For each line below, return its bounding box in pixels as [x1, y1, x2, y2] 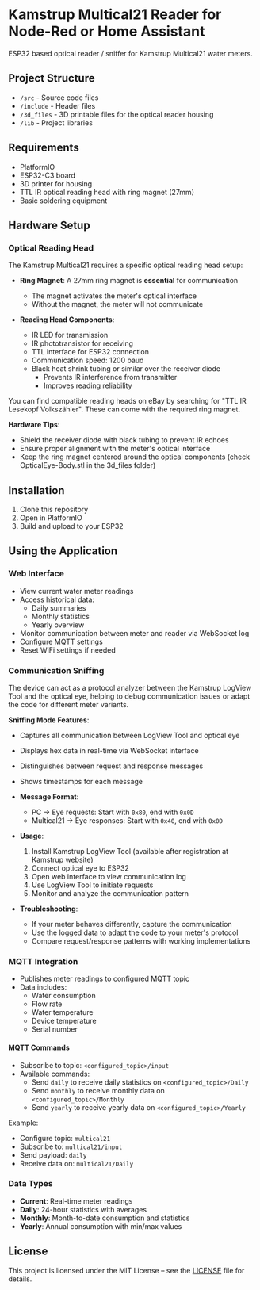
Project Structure [8, 71, 95, 85]
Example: [8, 1118, 39, 1127]
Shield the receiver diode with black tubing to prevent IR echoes [19, 435, 229, 445]
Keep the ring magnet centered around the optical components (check [19, 452, 250, 461]
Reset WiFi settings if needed [19, 645, 117, 655]
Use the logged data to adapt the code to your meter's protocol [31, 928, 239, 937]
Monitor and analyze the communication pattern [31, 889, 189, 898]
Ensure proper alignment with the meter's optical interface [19, 444, 211, 454]
